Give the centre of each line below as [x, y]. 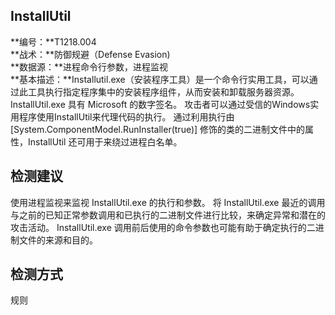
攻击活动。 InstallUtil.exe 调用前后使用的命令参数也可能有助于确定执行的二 [163, 227]
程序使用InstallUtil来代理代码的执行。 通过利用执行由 [126, 116]
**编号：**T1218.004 [53, 41]
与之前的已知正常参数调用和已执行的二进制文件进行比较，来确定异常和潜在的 [168, 215]
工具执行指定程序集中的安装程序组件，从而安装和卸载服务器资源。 [163, 91]
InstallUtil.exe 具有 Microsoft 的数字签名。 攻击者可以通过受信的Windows [160, 104]
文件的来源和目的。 [58, 240]
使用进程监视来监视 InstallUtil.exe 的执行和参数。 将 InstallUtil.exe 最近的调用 [168, 202]
